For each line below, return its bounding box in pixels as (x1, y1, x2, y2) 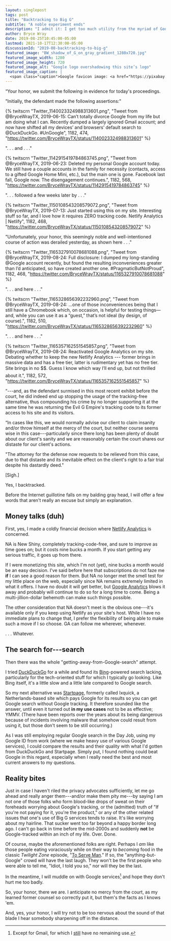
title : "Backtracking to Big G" (5, 17, 74, 22)
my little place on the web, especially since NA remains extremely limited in (5, 578, 163, 584)
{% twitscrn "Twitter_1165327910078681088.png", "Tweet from (5, 249, 137, 255)
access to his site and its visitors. (5, 409, 75, 415)
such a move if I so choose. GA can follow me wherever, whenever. (5, 620, 146, 627)
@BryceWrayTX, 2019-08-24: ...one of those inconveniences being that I (5, 301, 158, 308)
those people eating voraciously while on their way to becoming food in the (5, 846, 163, 852)
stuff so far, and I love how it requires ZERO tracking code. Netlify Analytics (5, 213, 163, 219)
